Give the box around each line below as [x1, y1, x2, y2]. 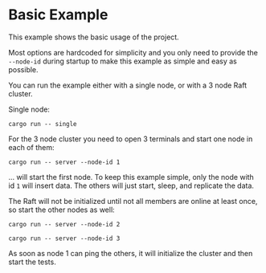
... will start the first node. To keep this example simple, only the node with [8, 172, 255, 181]
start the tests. [8, 257, 56, 267]
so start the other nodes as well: [8, 205, 115, 214]
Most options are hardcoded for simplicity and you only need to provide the [8, 47, 259, 57]
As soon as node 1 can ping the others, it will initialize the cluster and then [8, 248, 253, 258]
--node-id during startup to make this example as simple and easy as [8, 56, 237, 66]
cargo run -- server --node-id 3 [8, 234, 121, 242]
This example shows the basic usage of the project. [8, 32, 179, 42]
